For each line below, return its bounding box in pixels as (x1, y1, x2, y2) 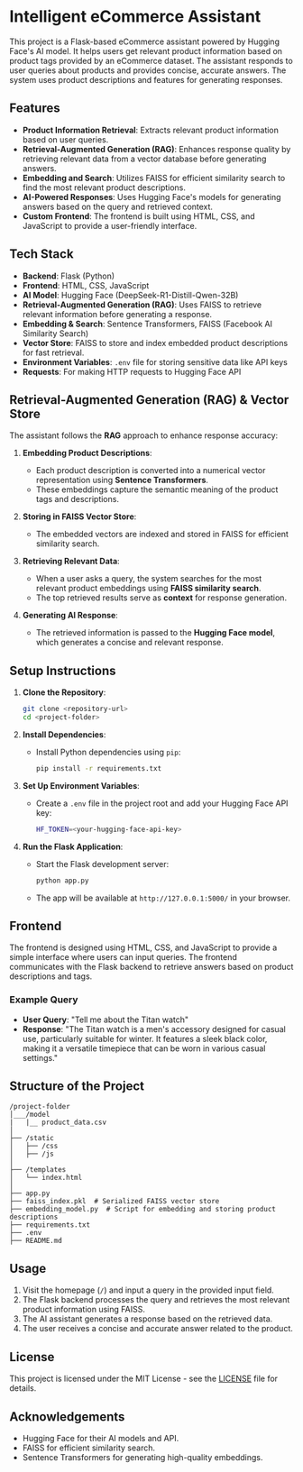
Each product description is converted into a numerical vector (35, 465, 266, 476)
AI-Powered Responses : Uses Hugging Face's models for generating (22, 191, 281, 202)
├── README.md (9, 1237, 63, 1246)
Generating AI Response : (22, 610, 119, 621)
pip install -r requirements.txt (35, 763, 162, 773)
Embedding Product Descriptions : (22, 448, 152, 459)
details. (9, 1383, 37, 1394)
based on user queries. (22, 133, 109, 145)
